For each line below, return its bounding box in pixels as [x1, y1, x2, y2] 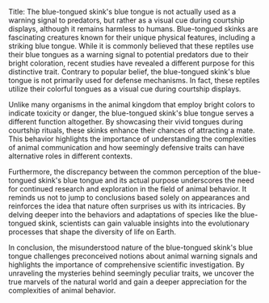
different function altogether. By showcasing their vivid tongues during [8, 117, 244, 126]
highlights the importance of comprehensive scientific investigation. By [8, 260, 245, 269]
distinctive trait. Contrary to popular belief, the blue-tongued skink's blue [8, 67, 250, 76]
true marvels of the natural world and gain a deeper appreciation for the [8, 277, 247, 286]
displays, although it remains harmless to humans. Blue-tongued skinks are [8, 24, 258, 33]
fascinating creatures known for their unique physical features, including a [8, 32, 256, 42]
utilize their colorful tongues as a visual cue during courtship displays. [8, 84, 242, 94]
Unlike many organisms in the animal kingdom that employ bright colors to [8, 100, 256, 109]
